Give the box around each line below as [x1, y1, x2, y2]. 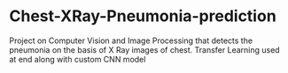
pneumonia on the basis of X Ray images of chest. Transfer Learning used [9, 44, 281, 55]
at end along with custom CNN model [9, 54, 146, 64]
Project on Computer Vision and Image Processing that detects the [9, 35, 253, 46]
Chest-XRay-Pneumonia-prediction [9, 6, 276, 26]
